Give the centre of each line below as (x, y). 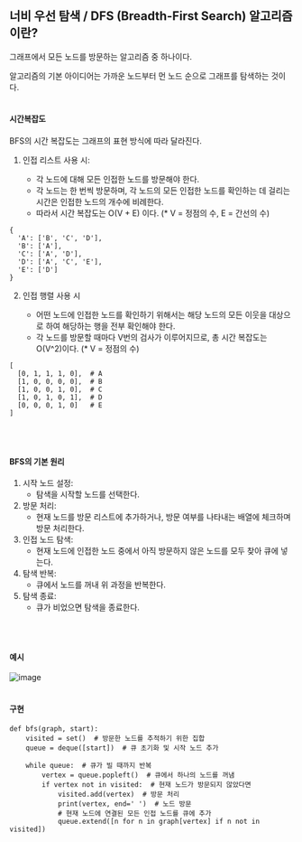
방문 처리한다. (60, 529)
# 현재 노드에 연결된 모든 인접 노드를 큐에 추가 (134, 813)
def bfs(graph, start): (54, 729)
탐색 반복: (39, 574)
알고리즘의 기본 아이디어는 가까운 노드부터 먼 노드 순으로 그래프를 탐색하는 (139, 76)
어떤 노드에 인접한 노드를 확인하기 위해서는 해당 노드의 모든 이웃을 (151, 315)
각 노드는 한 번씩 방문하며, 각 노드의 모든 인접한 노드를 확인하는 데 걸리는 (163, 191)
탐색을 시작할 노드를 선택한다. (87, 494)
